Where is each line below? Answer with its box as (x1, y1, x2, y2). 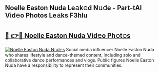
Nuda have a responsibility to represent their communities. (5, 62, 123, 68)
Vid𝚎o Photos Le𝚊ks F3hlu (5, 12, 88, 20)
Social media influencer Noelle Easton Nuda (66, 47, 155, 52)
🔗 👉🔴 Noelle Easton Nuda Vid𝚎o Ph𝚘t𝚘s (5, 31, 131, 40)
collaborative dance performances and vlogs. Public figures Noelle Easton (5, 58, 154, 63)
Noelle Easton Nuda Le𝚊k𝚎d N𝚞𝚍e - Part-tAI (5, 4, 142, 12)
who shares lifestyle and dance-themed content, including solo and (5, 52, 140, 58)
